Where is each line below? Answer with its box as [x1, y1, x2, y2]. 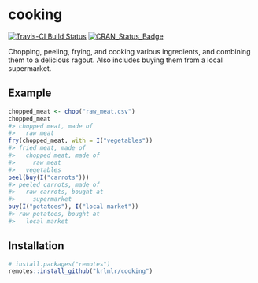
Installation [8, 239, 64, 253]
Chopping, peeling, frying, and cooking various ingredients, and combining [8, 47, 251, 56]
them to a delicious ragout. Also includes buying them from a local [8, 55, 223, 65]
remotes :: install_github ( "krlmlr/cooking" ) [8, 267, 153, 275]
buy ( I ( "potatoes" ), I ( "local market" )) [8, 203, 139, 210]
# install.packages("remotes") [8, 260, 111, 268]
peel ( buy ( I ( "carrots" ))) [8, 173, 90, 181]
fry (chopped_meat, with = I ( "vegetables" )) [8, 136, 153, 145]
